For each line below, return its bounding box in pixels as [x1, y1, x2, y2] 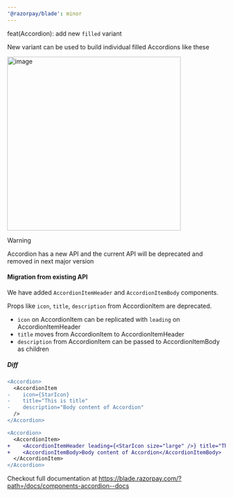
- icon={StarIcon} [7, 391, 70, 398]
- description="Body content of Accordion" [7, 404, 144, 411]
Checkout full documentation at [7, 474, 97, 483]
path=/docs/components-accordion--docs [7, 482, 130, 490]
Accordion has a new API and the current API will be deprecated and [7, 250, 203, 258]
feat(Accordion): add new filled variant [7, 29, 122, 38]
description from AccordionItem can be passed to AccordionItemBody [17, 337, 221, 345]
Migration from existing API [7, 272, 88, 282]
